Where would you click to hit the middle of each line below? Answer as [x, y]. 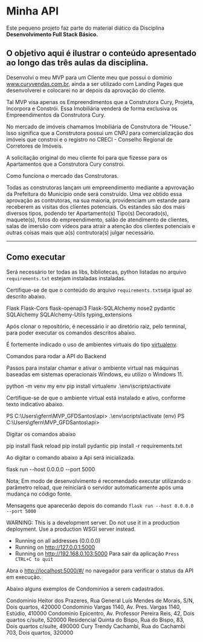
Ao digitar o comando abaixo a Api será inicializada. [71, 457]
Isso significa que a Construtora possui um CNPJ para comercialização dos [100, 133]
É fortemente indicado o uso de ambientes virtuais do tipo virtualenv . [92, 344]
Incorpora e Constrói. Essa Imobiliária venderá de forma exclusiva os [92, 108]
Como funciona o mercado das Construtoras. [63, 175]
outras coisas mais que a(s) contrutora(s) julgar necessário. [81, 232]
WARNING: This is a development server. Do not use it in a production [93, 522]
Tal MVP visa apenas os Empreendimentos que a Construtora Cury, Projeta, [100, 102]
